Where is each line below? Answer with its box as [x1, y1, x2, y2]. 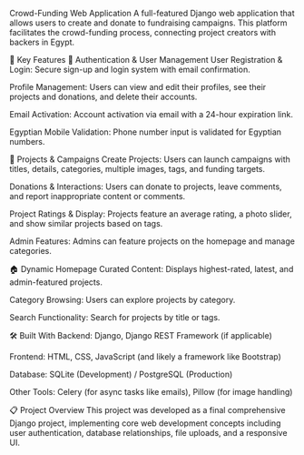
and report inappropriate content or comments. [9, 191, 186, 201]
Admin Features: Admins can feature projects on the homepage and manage [9, 236, 295, 247]
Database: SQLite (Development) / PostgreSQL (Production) [9, 369, 233, 379]
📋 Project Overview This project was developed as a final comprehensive [9, 405, 286, 415]
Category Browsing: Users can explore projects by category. [9, 295, 236, 305]
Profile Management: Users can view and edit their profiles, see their [9, 82, 267, 92]
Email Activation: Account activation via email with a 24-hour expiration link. [9, 109, 293, 119]
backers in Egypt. [9, 36, 75, 47]
